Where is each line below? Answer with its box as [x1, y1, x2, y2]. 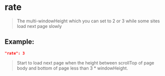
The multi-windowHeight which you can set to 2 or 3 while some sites [16, 18, 160, 24]
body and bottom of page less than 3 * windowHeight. [16, 65, 128, 71]
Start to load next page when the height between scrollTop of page [16, 60, 155, 66]
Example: [4, 38, 34, 46]
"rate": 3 [4, 51, 25, 56]
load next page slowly [16, 23, 62, 29]
